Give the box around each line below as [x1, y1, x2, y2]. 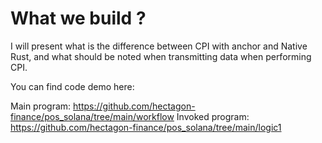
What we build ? [10, 7, 147, 30]
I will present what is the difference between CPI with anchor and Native [10, 40, 308, 52]
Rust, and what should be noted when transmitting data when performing [10, 50, 312, 62]
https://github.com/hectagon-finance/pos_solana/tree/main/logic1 [10, 121, 282, 133]
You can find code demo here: [10, 80, 135, 92]
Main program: [10, 100, 72, 112]
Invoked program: [176, 110, 250, 122]
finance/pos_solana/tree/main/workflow [10, 110, 175, 122]
